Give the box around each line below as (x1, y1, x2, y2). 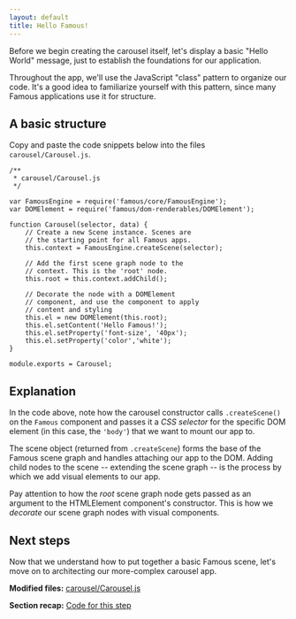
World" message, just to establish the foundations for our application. (9, 55, 262, 65)
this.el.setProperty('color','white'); (25, 337, 172, 346)
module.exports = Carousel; (9, 360, 113, 369)
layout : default (9, 12, 69, 22)
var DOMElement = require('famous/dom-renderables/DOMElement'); (9, 205, 254, 214)
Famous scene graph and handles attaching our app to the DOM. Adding (9, 453, 274, 463)
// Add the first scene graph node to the (25, 259, 184, 268)
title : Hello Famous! (9, 21, 89, 30)
